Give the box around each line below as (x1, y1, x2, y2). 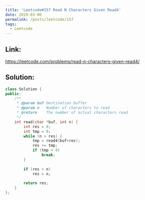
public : (5, 91, 22, 96)
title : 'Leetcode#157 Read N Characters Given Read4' (5, 7, 122, 13)
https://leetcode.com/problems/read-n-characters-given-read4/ (5, 58, 140, 64)
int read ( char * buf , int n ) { (14, 119, 79, 125)
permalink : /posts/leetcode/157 (5, 17, 74, 22)
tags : (5, 21, 17, 27)
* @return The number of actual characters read (16, 110, 128, 115)
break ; (41, 152, 56, 157)
